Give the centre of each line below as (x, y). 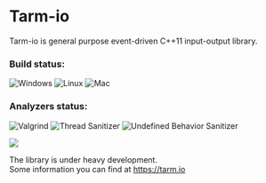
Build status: (37, 64)
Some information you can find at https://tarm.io (97, 169)
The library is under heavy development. (84, 159)
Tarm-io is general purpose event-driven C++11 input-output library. (133, 41)
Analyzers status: (48, 107)
